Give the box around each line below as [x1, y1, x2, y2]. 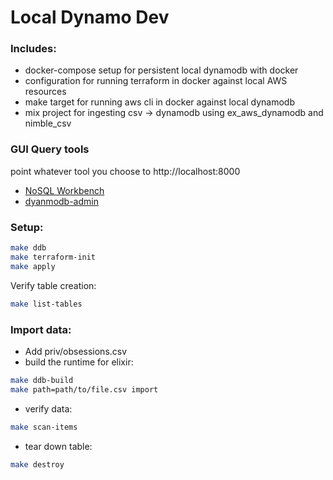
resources [24, 86, 67, 98]
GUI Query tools [10, 142, 90, 156]
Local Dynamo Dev [10, 6, 170, 29]
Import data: [10, 322, 72, 336]
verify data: [24, 402, 73, 415]
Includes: [10, 42, 57, 56]
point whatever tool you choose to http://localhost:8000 [10, 165, 241, 177]
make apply [10, 261, 56, 271]
